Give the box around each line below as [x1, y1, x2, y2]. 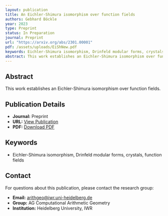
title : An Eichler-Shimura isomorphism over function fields [5, 12, 135, 17]
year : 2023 [5, 21, 28, 26]
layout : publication [5, 7, 48, 12]
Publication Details [5, 100, 65, 108]
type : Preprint [5, 26, 37, 31]
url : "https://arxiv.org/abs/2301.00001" [5, 40, 93, 45]
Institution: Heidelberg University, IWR [12, 205, 92, 211]
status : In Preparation [5, 30, 55, 35]
